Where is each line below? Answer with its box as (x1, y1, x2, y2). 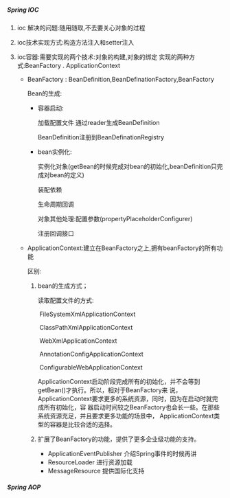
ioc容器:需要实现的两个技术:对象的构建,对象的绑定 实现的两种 (16, 52, 189, 61)
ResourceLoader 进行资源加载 (47, 457, 133, 466)
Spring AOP (7, 483, 41, 491)
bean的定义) (49, 170, 84, 179)
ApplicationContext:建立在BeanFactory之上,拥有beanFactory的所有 (27, 244, 218, 252)
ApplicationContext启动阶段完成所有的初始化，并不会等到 (37, 377, 200, 385)
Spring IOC (7, 5, 39, 14)
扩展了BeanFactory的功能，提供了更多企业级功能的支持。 (37, 435, 200, 443)
